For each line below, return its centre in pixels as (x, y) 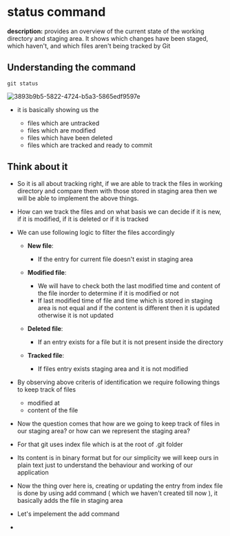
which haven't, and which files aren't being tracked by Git (89, 46)
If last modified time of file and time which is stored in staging (125, 300)
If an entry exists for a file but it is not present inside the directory (130, 342)
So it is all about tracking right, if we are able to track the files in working (119, 183)
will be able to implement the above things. (78, 198)
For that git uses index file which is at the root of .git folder (100, 444)
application (33, 472)
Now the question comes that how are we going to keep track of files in (118, 423)
